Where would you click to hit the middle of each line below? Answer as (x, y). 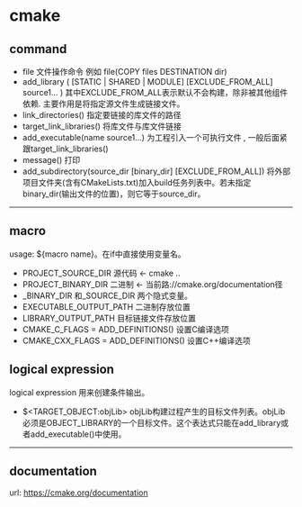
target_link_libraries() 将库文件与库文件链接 (102, 126)
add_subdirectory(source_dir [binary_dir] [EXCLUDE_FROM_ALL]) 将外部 (156, 171)
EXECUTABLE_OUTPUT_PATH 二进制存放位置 (107, 306)
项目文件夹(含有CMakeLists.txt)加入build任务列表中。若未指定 (137, 182)
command (38, 49)
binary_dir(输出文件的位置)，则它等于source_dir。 (114, 194)
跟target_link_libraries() (66, 149)
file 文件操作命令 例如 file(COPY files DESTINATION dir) (124, 72)
